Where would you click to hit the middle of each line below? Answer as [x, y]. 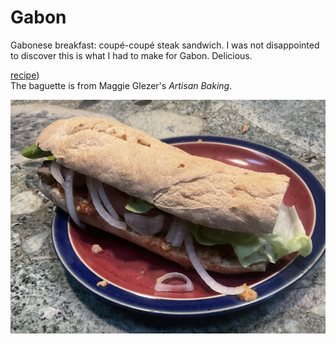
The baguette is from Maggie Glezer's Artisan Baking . [121, 85]
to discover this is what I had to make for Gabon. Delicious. [131, 55]
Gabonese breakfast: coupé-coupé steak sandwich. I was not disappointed [165, 45]
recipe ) [25, 75]
